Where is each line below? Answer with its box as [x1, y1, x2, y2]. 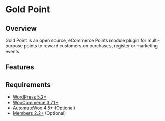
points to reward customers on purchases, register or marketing [23, 43, 158, 49]
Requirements [5, 80, 51, 89]
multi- [147, 37, 160, 43]
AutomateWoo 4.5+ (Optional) [12, 105, 75, 111]
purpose [5, 43, 23, 49]
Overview [5, 24, 37, 33]
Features [5, 63, 34, 72]
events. [5, 49, 21, 54]
